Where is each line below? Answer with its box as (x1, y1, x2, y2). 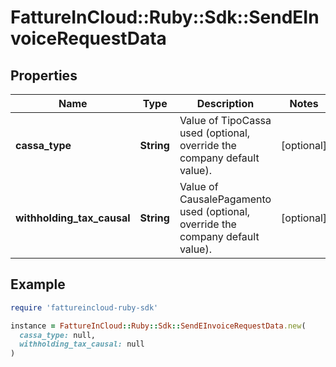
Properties (10, 67, 78, 84)
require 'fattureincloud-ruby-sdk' (10, 302, 159, 313)
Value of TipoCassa (179, 114, 272, 127)
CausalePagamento (179, 192, 272, 206)
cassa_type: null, (19, 330, 97, 340)
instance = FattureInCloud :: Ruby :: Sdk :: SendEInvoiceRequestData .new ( (10, 321, 307, 331)
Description (196, 97, 255, 110)
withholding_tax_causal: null (19, 339, 145, 350)
